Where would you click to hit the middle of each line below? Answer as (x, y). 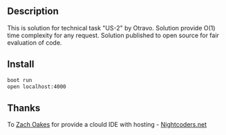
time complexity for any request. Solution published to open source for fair (113, 35)
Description (33, 11)
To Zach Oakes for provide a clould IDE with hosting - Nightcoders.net (107, 125)
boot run (20, 80)
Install (21, 64)
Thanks (24, 108)
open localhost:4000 (37, 86)
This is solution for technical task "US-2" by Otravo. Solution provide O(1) (111, 28)
